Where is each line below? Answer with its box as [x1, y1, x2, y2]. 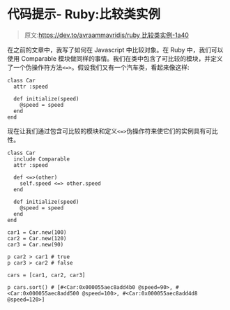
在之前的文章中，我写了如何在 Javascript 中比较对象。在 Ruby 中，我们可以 [7, 45, 224, 54]
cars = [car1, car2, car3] [7, 272, 86, 279]
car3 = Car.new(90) [7, 241, 64, 248]
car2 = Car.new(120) [7, 235, 68, 242]
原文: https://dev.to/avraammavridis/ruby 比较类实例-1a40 [24, 31, 190, 39]
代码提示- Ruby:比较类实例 [7, 6, 160, 22]
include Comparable [13, 155, 70, 163]
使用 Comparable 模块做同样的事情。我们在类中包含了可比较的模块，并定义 [7, 54, 223, 63]
